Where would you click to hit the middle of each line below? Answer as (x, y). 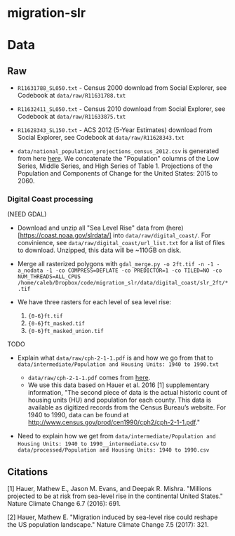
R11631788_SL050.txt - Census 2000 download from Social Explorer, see (122, 88)
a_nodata (30, 271)
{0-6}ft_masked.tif (56, 324)
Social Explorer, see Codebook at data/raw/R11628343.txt (101, 138)
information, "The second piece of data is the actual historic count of (128, 393)
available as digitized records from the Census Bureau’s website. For (127, 407)
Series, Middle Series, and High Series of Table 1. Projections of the (115, 166)
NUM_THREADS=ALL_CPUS (49, 277)
